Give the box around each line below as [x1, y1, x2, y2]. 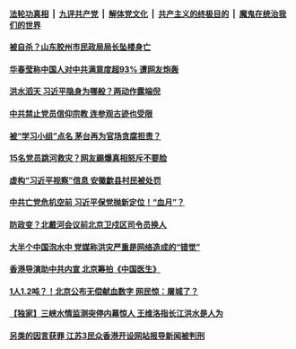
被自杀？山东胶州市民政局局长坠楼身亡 [9, 41, 151, 53]
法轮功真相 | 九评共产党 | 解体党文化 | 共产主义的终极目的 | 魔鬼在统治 [9, 8, 279, 19]
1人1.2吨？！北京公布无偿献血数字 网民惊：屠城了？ [9, 285, 199, 296]
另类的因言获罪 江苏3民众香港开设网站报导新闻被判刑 [9, 330, 205, 341]
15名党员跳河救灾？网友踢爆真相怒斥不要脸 [9, 153, 168, 163]
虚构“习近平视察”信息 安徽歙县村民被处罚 [9, 175, 161, 186]
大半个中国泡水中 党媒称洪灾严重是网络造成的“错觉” [9, 241, 201, 252]
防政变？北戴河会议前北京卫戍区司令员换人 [9, 219, 167, 230]
